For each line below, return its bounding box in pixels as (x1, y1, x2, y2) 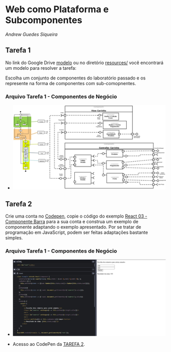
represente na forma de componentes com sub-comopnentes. (5, 80, 136, 86)
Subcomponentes (5, 14, 82, 26)
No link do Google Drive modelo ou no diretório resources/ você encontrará (5, 60, 164, 66)
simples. (5, 235, 23, 241)
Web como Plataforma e (5, 4, 109, 15)
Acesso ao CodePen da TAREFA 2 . (12, 341, 85, 347)
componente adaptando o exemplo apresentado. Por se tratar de (5, 224, 141, 230)
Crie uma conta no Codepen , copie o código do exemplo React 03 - (5, 213, 148, 220)
